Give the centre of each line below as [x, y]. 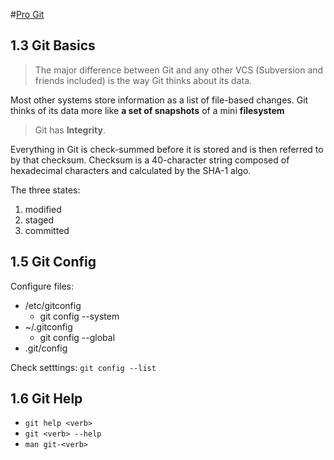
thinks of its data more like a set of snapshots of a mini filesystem [147, 110]
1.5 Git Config [53, 262]
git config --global [77, 337]
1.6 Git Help [46, 399]
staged [39, 220]
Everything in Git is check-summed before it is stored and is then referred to [167, 149]
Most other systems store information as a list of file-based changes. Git [159, 100]
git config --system [79, 316]
